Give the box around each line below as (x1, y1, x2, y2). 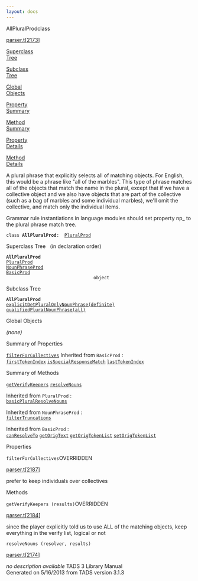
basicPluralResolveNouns (6, 398, 67, 404)
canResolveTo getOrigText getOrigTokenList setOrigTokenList (6, 432, 157, 439)
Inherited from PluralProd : (6, 392, 72, 399)
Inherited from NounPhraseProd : (6, 409, 83, 416)
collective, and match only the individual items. (6, 203, 120, 210)
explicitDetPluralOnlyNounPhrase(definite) (6, 302, 115, 308)
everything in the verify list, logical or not (6, 529, 106, 536)
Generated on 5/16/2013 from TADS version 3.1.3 (6, 569, 125, 576)
